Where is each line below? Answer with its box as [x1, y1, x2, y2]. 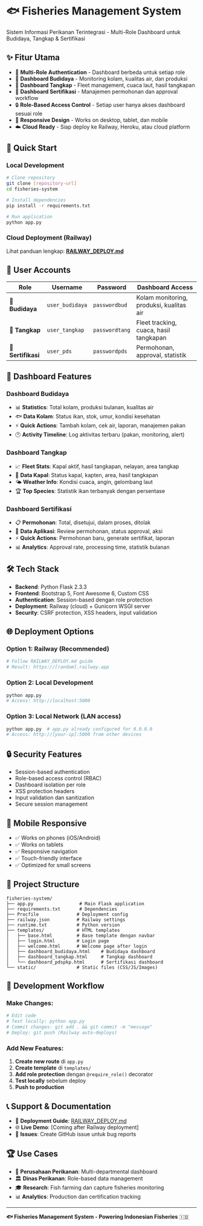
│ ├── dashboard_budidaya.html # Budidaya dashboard [6, 948, 155, 954]
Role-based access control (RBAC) [14, 775, 102, 782]
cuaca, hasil [136, 326, 170, 334]
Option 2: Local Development [6, 678, 94, 687]
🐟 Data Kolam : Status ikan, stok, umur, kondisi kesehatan [14, 413, 161, 420]
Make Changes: [6, 999, 54, 1008]
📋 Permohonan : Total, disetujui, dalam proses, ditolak [14, 518, 151, 526]
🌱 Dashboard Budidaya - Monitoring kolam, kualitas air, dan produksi [14, 75, 188, 82]
